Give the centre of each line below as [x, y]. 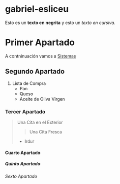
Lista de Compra [29, 83]
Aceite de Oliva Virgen [42, 99]
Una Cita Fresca [46, 131]
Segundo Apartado [35, 71]
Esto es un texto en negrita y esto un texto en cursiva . [60, 23]
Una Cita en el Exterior [40, 122]
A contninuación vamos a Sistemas [41, 56]
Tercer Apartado [25, 111]
